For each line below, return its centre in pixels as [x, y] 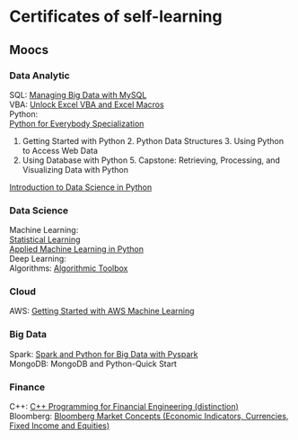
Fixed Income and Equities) [60, 426]
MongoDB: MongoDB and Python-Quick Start [93, 364]
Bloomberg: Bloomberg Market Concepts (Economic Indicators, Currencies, [149, 417]
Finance [27, 387]
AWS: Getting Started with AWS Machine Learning [102, 311]
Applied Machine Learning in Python [76, 249]
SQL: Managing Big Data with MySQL [78, 94]
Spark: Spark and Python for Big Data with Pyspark [104, 354]
